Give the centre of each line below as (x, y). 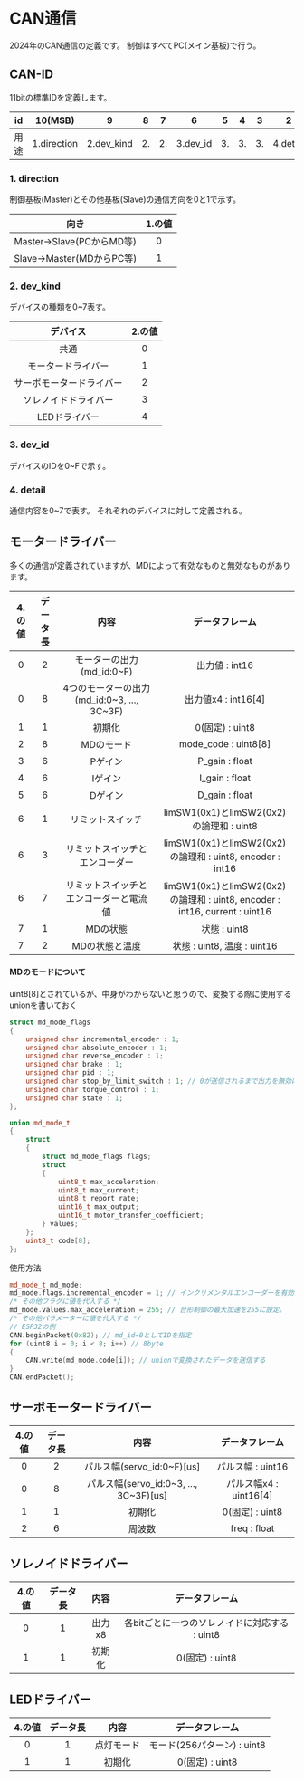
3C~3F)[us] (142, 1495)
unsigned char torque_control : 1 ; (93, 1089)
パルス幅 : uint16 (252, 1466)
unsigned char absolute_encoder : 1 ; (97, 1048)
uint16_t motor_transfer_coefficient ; (131, 1216)
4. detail (28, 490)
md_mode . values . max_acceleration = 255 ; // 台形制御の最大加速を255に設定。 (148, 1310)
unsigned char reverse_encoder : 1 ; (95, 1056)
